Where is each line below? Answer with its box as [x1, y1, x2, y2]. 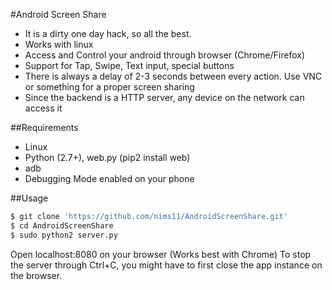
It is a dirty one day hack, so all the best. [24, 28, 192, 39]
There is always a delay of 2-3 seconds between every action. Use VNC [24, 70, 323, 82]
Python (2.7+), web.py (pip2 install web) [24, 152, 191, 163]
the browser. [10, 269, 63, 281]
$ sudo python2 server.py [10, 230, 118, 240]
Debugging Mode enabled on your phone [24, 173, 195, 184]
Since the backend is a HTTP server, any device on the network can [24, 92, 305, 103]
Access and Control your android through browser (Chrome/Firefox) [24, 49, 306, 61]
